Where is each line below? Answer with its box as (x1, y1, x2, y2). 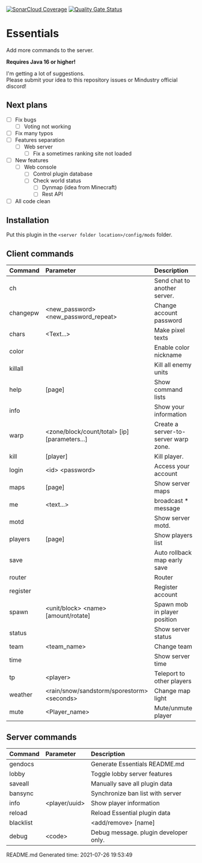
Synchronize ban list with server (91, 789, 182, 797)
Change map (154, 687, 191, 695)
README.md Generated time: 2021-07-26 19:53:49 (6, 851, 133, 858)
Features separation (14, 136, 65, 144)
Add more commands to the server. (6, 46, 94, 53)
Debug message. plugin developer (91, 828, 188, 837)
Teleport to (154, 669, 185, 678)
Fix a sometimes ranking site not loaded (32, 150, 132, 157)
